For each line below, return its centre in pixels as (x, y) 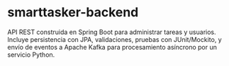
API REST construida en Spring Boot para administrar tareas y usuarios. (112, 32)
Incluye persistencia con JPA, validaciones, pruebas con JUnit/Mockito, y (114, 39)
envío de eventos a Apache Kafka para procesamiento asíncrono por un (112, 47)
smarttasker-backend (73, 12)
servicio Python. (31, 55)
